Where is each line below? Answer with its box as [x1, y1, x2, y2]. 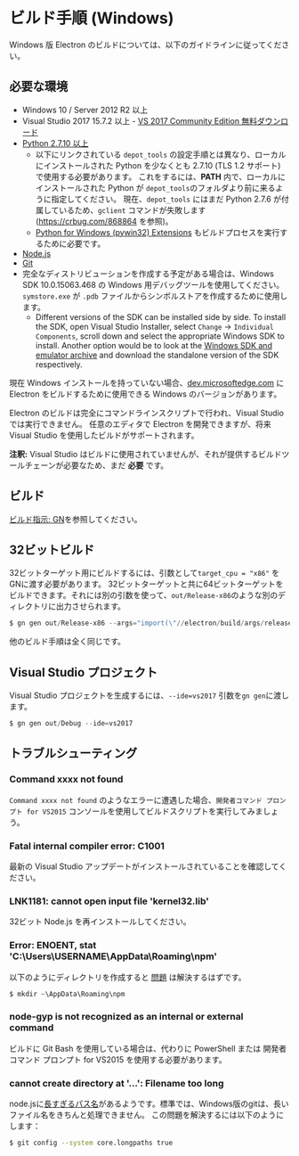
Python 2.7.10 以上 [21, 137, 89, 148]
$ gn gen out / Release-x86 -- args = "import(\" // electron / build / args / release [9, 619, 293, 628]
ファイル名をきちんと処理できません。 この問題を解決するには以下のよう [9, 1109, 277, 1119]
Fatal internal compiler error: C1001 [9, 840, 165, 852]
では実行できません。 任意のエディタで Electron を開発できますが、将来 [9, 418, 271, 429]
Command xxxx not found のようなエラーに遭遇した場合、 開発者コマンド [9, 794, 263, 805]
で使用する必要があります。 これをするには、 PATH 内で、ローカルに [35, 171, 287, 182]
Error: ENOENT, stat [9, 939, 97, 952]
